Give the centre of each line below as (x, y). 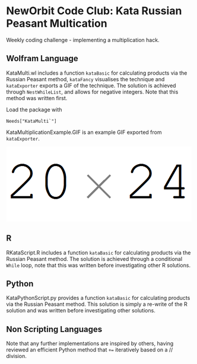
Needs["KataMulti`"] (32, 121)
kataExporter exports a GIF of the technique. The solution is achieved (91, 85)
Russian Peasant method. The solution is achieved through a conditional (94, 258)
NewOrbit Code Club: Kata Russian (94, 11)
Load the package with (34, 109)
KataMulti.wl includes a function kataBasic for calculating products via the (97, 73)
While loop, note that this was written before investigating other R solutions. (99, 265)
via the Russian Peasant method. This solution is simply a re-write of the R (97, 304)
